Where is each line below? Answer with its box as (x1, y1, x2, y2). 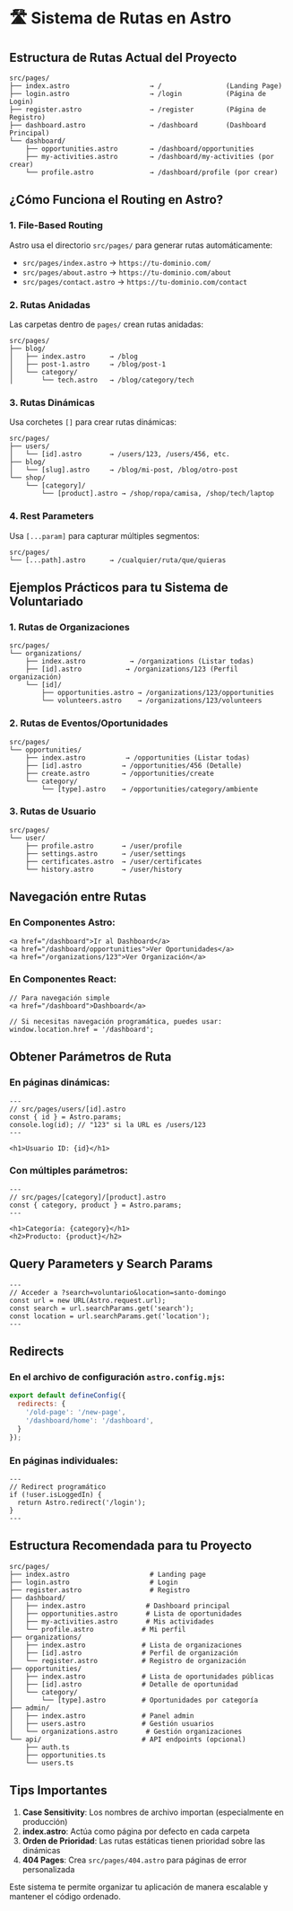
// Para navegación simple (9, 993, 110, 1002)
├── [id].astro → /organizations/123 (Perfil (25, 665, 239, 674)
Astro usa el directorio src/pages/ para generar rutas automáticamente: (9, 240, 273, 251)
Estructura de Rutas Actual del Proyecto (9, 49, 237, 65)
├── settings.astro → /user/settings (25, 849, 186, 859)
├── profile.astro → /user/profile (25, 841, 182, 850)
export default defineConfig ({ (9, 1391, 126, 1400)
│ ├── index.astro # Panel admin (9, 1711, 194, 1721)
